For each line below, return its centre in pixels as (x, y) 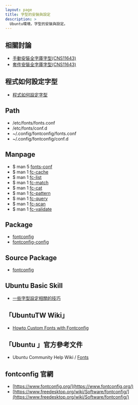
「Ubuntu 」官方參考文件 (44, 345)
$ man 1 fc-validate (32, 209)
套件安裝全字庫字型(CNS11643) (44, 64)
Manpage (20, 155)
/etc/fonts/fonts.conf (34, 122)
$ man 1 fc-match (30, 182)
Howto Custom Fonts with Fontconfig (50, 327)
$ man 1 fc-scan (29, 203)
